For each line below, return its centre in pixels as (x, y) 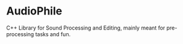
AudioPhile (34, 11)
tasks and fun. (53, 34)
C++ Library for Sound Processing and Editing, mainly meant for (86, 28)
